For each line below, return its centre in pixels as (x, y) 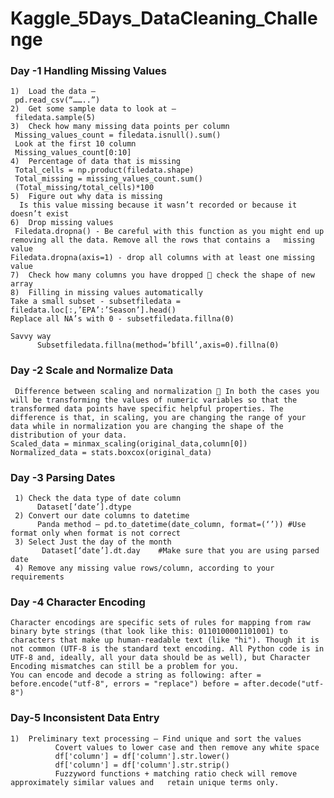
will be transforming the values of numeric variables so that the (154, 400)
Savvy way (31, 337)
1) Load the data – (53, 92)
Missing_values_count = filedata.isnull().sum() (118, 135)
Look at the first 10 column (75, 144)
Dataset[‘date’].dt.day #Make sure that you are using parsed (180, 551)
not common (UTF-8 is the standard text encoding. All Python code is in (167, 649)
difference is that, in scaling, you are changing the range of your (158, 417)
